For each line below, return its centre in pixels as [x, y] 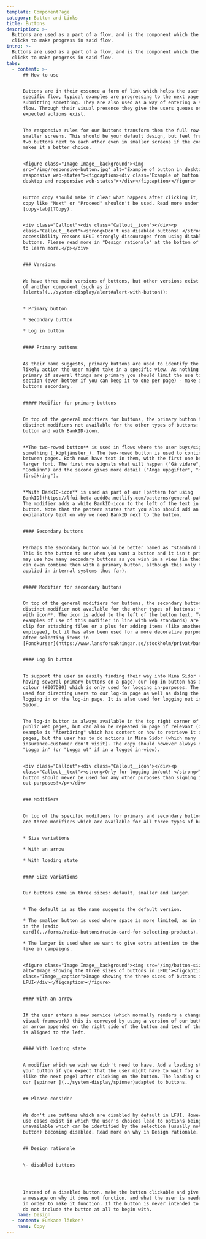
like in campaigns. [47, 949]
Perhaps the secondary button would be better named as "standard [109, 548]
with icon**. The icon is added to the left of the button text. [108, 615]
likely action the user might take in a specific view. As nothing [111, 369]
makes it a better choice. [57, 148]
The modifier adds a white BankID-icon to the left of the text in [111, 503]
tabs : [13, 63]
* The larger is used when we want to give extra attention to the [111, 943]
